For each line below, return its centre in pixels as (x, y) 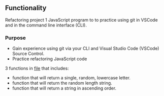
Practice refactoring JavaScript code (49, 59)
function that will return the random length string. (62, 83)
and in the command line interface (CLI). (46, 25)
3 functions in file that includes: (37, 69)
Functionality (26, 8)
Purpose (16, 38)
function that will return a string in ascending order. (64, 88)
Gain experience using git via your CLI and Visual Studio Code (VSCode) (86, 48)
